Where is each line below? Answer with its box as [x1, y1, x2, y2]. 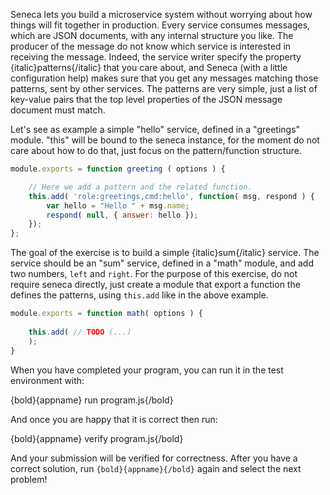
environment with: [10, 374, 85, 386]
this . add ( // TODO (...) [28, 327, 132, 337]
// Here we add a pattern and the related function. [28, 182, 253, 192]
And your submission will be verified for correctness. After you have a [10, 452, 298, 464]
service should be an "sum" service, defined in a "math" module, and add [10, 257, 315, 269]
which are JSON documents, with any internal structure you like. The [10, 30, 294, 41]
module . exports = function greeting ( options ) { [10, 164, 226, 174]
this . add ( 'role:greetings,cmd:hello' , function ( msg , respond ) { [28, 191, 315, 201]
